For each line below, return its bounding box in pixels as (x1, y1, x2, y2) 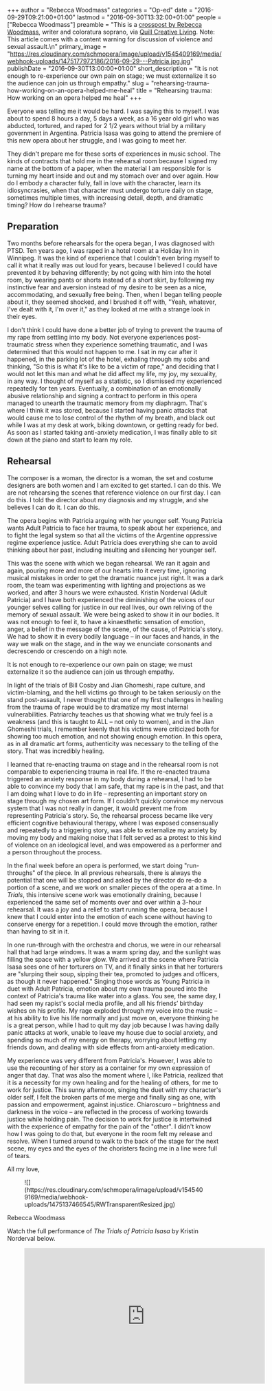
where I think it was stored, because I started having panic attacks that (7, 406, 207, 414)
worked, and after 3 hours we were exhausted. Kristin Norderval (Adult (7, 588, 207, 597)
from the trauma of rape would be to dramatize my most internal (7, 703, 189, 711)
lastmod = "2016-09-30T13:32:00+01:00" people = (76, 13, 222, 21)
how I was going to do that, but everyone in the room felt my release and (7, 1129, 213, 1137)
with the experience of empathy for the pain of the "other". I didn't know (7, 1122, 212, 1131)
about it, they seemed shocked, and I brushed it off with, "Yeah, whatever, (7, 298, 216, 306)
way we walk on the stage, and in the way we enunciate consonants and (7, 639, 212, 648)
